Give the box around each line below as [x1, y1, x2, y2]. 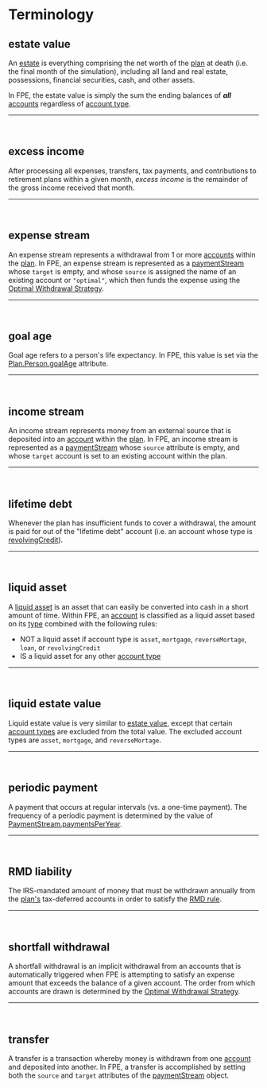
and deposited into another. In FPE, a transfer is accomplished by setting [8, 1062, 246, 1071]
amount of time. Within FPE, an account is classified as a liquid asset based [8, 610, 256, 620]
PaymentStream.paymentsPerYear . [8, 819, 122, 828]
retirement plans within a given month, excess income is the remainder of [8, 174, 249, 184]
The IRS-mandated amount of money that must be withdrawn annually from [8, 886, 256, 896]
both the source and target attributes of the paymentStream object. [8, 1071, 229, 1080]
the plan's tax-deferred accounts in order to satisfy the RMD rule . [8, 894, 222, 904]
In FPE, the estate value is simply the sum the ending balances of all [8, 91, 232, 100]
